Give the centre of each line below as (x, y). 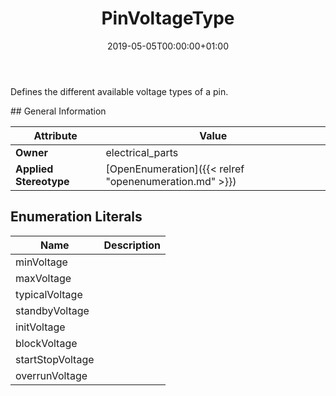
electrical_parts (142, 152)
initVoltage (40, 327)
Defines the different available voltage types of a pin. (119, 91)
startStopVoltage (55, 359)
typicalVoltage (49, 294)
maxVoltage (43, 278)
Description (132, 245)
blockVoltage (46, 343)
